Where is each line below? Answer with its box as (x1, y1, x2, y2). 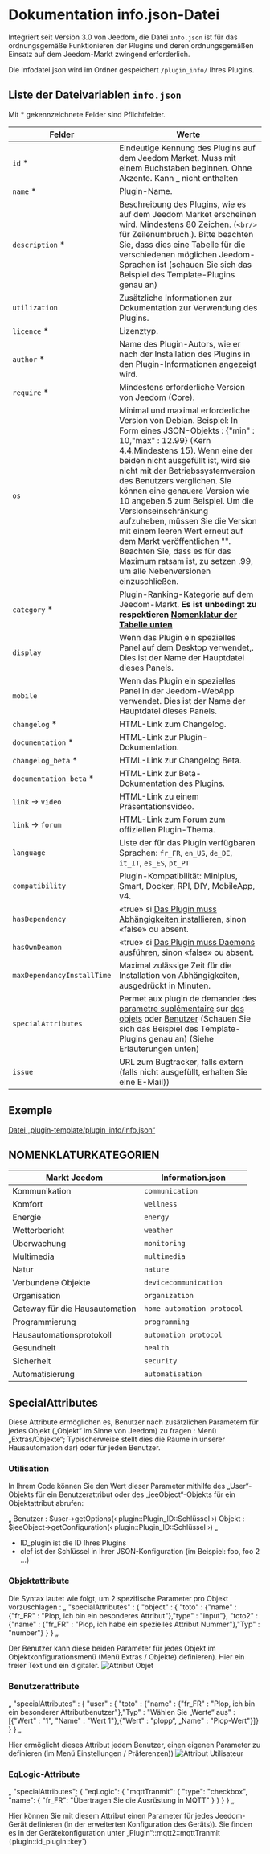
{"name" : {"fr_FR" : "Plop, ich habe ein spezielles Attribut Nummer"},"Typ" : (8, 1619, 260, 1629)
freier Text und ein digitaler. (8, 1660, 100, 1670)
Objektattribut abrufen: (8, 1498, 84, 1508)
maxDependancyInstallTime (12, 971, 112, 980)
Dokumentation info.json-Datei (8, 6, 220, 24)
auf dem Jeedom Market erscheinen (119, 208, 256, 220)
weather (144, 1226, 174, 1235)
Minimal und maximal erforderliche (119, 405, 251, 416)
